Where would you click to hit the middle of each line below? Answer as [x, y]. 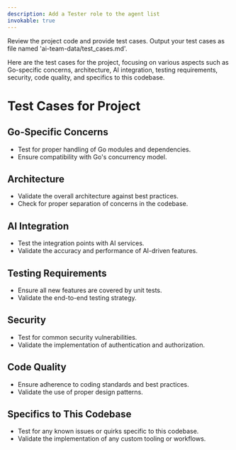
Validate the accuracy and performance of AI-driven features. [108, 251]
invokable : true [31, 21]
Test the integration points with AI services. [81, 243]
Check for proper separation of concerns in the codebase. [103, 204]
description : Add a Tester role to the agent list [84, 14]
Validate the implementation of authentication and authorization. [111, 345]
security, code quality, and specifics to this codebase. [86, 77]
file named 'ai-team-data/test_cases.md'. [67, 48]
